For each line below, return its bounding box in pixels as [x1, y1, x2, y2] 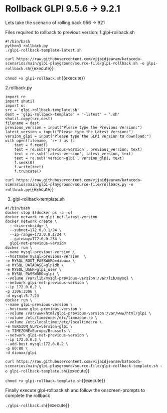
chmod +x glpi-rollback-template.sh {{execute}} [5, 377, 106, 383]
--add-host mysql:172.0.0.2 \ [5, 341, 69, 346]
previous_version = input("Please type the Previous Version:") [5, 125, 142, 130]
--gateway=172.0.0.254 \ [10, 236, 62, 241]
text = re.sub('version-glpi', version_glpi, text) [14, 156, 124, 161]
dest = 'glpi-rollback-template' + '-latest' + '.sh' [5, 112, 120, 117]
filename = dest [5, 121, 39, 126]
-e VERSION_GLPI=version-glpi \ [5, 324, 73, 329]
